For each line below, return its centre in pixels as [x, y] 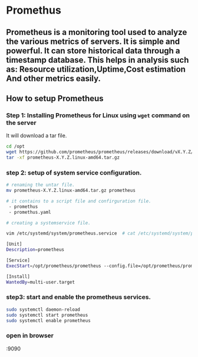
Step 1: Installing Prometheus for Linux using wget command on [98, 115]
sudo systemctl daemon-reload [43, 309]
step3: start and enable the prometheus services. [79, 297]
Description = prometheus [35, 250]
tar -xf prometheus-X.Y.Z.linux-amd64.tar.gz [63, 157]
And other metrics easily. [54, 78]
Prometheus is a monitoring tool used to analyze [97, 32]
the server [21, 123]
